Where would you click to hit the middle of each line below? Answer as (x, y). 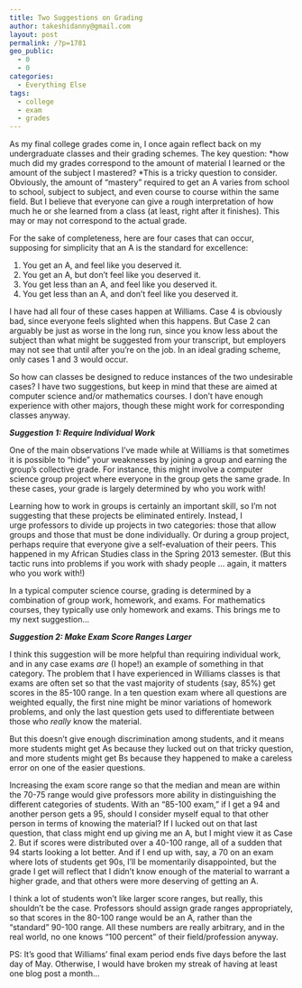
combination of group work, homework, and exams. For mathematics (137, 600)
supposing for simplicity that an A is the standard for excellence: (129, 248)
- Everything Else (52, 85)
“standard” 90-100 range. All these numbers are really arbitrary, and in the (147, 928)
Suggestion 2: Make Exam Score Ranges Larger (101, 637)
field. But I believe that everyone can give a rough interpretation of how (142, 202)
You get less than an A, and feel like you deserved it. (120, 284)
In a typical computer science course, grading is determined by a (130, 591)
